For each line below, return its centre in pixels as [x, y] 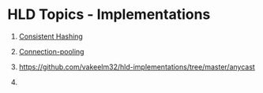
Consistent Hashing [51, 36]
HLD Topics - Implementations [109, 15]
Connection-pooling [51, 51]
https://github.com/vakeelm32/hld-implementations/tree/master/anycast [137, 67]
